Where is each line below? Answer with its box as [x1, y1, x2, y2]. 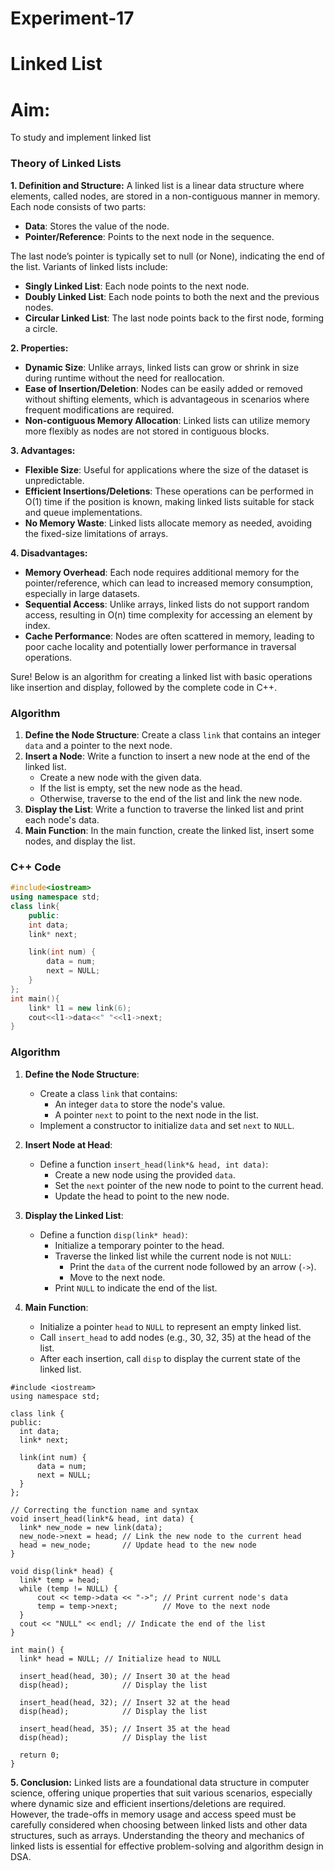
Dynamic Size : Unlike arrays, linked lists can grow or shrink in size [24, 361, 300, 373]
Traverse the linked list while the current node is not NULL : [54, 1250, 292, 1262]
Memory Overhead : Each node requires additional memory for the [24, 566, 300, 578]
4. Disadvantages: [10, 547, 88, 559]
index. [24, 619, 51, 631]
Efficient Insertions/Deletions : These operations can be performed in [24, 485, 314, 497]
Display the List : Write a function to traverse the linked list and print [24, 803, 305, 815]
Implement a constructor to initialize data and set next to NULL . [39, 1119, 295, 1131]
